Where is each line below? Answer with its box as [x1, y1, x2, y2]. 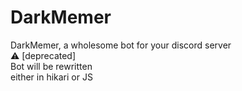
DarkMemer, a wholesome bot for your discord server [10, 39, 232, 51]
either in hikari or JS [10, 71, 93, 83]
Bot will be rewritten [10, 60, 93, 72]
